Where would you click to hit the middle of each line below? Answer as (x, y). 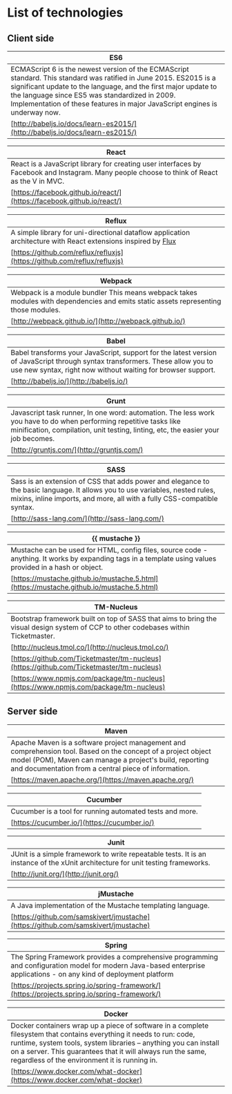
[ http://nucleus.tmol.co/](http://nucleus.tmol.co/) (90, 647)
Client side (31, 38)
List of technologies (65, 13)
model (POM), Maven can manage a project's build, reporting (110, 760)
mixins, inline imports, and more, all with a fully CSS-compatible (114, 499)
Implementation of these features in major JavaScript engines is (114, 104)
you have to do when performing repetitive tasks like (96, 421)
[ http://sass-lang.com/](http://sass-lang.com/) (87, 518)
